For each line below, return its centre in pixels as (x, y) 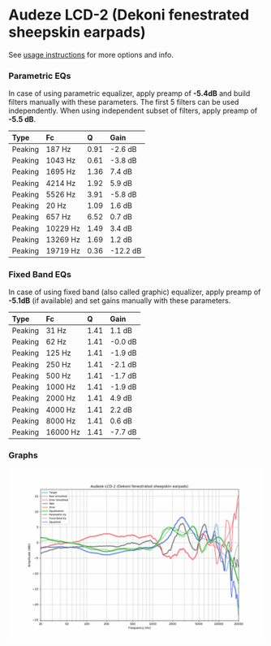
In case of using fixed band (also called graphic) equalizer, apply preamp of (135, 292)
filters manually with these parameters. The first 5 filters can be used (124, 102)
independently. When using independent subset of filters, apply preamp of (133, 111)
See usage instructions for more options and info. (91, 54)
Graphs (23, 455)
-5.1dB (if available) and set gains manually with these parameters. (120, 301)
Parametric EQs (40, 76)
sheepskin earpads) (77, 32)
